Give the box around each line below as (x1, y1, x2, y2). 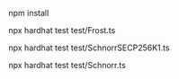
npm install (8, 8, 49, 18)
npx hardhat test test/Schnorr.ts (8, 60, 127, 70)
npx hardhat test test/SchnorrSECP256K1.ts (8, 42, 170, 53)
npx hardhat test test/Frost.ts (8, 25, 116, 35)
